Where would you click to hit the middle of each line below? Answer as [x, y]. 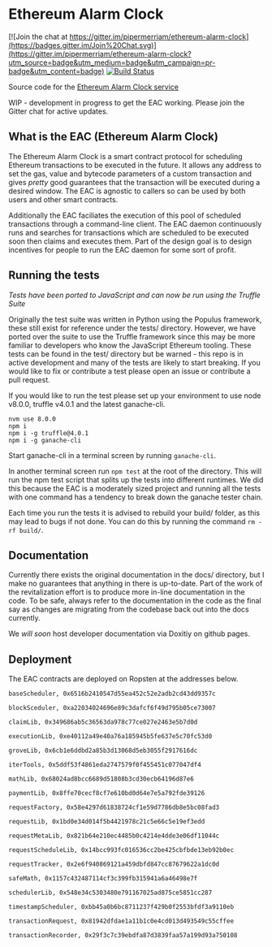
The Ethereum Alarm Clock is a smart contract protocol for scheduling [125, 156]
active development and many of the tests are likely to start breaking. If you [135, 362]
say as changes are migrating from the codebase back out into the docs [129, 609]
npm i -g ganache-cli [45, 440]
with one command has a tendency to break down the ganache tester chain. [136, 497]
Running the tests [54, 276]
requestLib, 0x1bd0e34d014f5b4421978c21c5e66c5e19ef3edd [107, 822]
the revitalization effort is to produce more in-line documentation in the [127, 592]
